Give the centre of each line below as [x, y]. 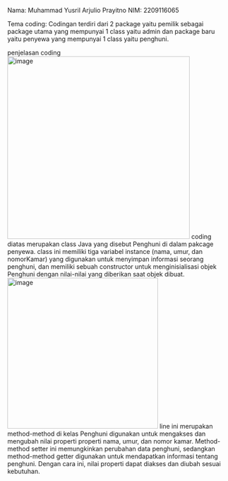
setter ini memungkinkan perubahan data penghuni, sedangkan [123, 449]
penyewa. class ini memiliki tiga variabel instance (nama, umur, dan [105, 251]
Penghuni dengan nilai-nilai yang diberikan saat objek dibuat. [96, 274]
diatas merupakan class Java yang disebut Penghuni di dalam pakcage [110, 244]
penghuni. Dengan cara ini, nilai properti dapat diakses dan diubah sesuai [114, 464]
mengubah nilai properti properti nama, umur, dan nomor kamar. [101, 441]
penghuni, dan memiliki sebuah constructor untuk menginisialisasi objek [112, 267]
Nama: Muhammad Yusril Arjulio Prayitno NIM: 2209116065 [93, 10]
